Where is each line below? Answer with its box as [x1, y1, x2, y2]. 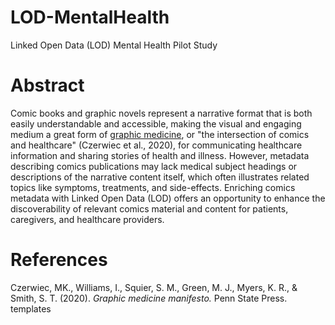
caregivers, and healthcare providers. [10, 213, 165, 225]
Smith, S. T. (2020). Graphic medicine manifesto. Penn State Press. [10, 292, 288, 304]
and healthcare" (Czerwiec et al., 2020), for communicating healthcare [10, 139, 303, 151]
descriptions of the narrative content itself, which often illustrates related [10, 171, 310, 183]
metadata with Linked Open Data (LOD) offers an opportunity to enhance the [10, 192, 326, 204]
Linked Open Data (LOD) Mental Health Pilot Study [10, 39, 218, 51]
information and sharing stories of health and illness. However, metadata [10, 149, 310, 161]
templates [10, 302, 52, 315]
